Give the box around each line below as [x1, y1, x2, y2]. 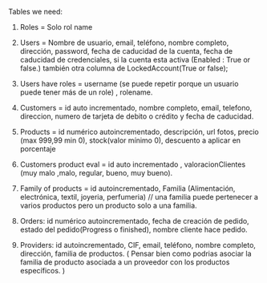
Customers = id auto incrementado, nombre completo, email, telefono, [19, 103, 253, 112]
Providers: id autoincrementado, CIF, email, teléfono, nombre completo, [19, 241, 257, 249]
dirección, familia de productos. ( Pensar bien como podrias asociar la [19, 249, 252, 258]
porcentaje [19, 144, 56, 153]
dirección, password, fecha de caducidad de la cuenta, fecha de [19, 46, 233, 55]
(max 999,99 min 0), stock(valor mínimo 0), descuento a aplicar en [19, 135, 241, 145]
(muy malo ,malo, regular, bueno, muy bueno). [19, 168, 173, 177]
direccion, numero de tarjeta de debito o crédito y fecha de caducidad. [19, 111, 254, 121]
